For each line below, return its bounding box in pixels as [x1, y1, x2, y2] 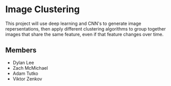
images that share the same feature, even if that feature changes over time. [5, 31, 164, 37]
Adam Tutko [12, 70, 38, 76]
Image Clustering [5, 4, 80, 15]
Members [5, 46, 37, 54]
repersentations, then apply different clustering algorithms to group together [5, 25, 166, 32]
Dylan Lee [12, 60, 34, 66]
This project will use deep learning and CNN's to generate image [5, 20, 141, 26]
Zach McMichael [12, 65, 48, 71]
